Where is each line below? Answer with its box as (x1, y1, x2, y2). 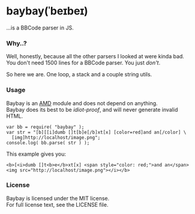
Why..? (6, 39, 27, 47)
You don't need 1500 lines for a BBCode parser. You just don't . (6, 59, 161, 67)
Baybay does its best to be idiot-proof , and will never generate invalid (6, 106, 178, 113)
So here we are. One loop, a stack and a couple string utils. (6, 71, 152, 78)
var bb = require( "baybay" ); (6, 124, 85, 130)
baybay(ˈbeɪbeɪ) (6, 4, 88, 18)
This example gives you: (6, 150, 67, 157)
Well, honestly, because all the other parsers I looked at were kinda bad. (6, 53, 185, 60)
